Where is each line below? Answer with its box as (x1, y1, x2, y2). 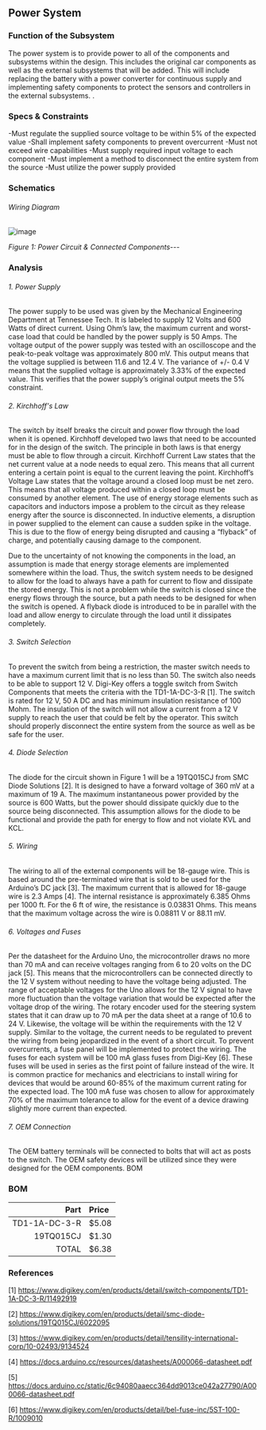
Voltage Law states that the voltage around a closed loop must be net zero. (8, 476, 254, 486)
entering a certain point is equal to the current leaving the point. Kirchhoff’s (8, 468, 254, 477)
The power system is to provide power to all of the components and (8, 48, 230, 58)
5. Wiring (8, 841, 38, 851)
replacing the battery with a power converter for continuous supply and (8, 73, 242, 83)
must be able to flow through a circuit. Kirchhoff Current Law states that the (8, 451, 256, 460)
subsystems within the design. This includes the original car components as (8, 57, 256, 66)
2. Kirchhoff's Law (8, 401, 69, 410)
